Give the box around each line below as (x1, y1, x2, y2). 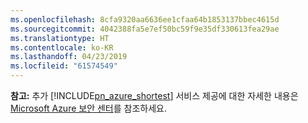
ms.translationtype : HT (10, 33, 110, 43)
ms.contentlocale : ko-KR (10, 42, 114, 53)
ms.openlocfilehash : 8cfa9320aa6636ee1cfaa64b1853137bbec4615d (10, 14, 280, 25)
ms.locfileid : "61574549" (10, 61, 118, 71)
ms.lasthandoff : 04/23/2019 (10, 52, 128, 62)
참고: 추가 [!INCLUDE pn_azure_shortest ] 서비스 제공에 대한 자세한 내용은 (10, 90, 299, 101)
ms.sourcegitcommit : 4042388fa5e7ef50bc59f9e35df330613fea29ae (10, 24, 280, 34)
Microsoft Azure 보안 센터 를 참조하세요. (10, 102, 168, 114)
